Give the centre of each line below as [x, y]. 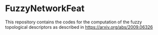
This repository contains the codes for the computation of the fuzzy [74, 22]
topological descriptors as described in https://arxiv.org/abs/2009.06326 [79, 27]
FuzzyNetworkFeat [45, 9]
